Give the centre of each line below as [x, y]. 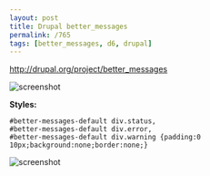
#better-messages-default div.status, [83, 121]
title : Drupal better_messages [69, 26]
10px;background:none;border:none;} [79, 145]
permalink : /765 [40, 35]
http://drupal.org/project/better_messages [89, 69]
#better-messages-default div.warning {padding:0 [105, 138]
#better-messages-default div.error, [81, 129]
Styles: [23, 105]
